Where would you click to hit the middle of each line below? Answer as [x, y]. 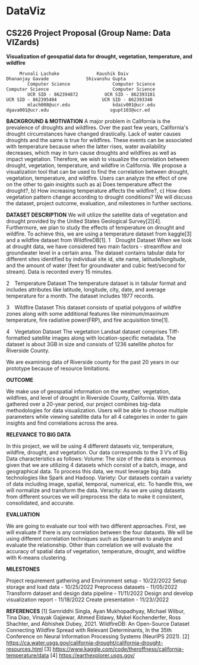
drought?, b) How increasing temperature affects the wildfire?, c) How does [99, 191]
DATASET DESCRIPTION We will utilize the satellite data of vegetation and [97, 215]
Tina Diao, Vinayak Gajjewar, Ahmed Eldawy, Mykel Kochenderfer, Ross [94, 617]
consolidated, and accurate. [40, 503]
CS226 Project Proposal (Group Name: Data [89, 33]
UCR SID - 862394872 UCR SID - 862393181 [91, 95]
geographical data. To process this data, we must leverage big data [89, 471]
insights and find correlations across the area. [62, 423]
